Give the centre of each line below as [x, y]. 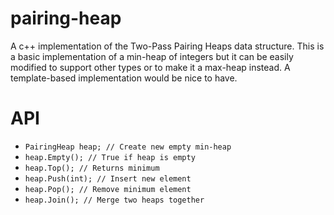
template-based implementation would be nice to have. [124, 78]
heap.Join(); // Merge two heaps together [114, 200]
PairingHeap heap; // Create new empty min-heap [128, 147]
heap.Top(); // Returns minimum [92, 168]
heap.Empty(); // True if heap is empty [110, 157]
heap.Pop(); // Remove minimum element [108, 189]
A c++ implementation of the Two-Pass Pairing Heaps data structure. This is [167, 46]
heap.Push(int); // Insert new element [108, 178]
